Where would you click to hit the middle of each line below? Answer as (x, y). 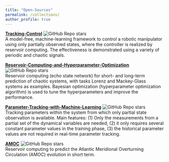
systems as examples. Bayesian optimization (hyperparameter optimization (83, 87)
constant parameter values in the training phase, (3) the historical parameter (84, 129)
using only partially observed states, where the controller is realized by (79, 45)
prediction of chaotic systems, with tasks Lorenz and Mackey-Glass (76, 81)
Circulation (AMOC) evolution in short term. (50, 154)
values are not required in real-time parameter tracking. (63, 134)
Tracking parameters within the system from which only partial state (76, 112)
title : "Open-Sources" (29, 10)
